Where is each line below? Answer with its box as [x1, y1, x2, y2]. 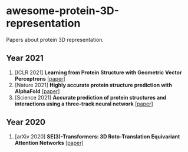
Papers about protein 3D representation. [6, 36, 104, 43]
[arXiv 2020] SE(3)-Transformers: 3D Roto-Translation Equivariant [14, 133, 180, 140]
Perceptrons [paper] [14, 75, 66, 82]
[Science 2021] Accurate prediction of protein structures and [14, 94, 167, 101]
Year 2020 [6, 117, 46, 127]
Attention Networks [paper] [14, 139, 84, 146]
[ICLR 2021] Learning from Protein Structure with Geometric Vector [14, 69, 182, 76]
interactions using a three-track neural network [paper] [14, 100, 153, 107]
